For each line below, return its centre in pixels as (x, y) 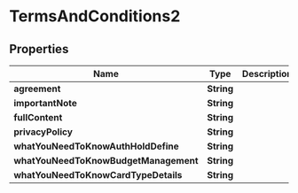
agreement (37, 89)
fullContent (38, 117)
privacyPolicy (43, 132)
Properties (39, 49)
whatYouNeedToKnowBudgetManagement (106, 161)
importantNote (45, 103)
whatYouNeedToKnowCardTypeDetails (98, 175)
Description (267, 74)
